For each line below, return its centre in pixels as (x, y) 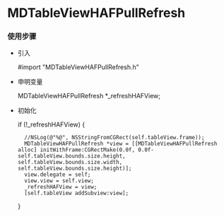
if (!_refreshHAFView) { (51, 124)
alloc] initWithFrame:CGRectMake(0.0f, (76, 150)
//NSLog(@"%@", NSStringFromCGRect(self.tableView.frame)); (114, 138)
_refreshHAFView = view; (61, 187)
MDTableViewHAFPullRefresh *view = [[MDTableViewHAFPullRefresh (121, 144)
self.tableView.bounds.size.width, (70, 163)
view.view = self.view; (59, 181)
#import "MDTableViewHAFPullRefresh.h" (78, 67)
